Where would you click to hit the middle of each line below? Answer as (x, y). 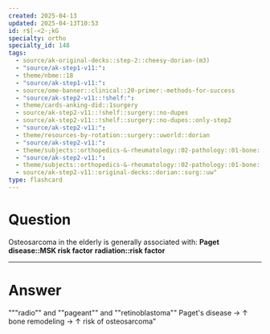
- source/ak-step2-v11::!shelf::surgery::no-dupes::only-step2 (123, 120)
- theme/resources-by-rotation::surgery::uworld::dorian (113, 135)
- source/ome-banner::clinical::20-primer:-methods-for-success (125, 90)
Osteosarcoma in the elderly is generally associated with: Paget (114, 242)
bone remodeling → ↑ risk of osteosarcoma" (82, 321)
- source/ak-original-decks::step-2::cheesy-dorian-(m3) (113, 61)
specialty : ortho (37, 38)
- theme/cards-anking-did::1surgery (77, 105)
